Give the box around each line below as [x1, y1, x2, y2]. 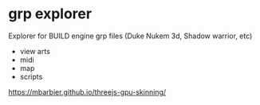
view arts [19, 46, 50, 56]
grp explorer [8, 5, 93, 23]
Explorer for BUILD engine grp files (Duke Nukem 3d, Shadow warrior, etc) [8, 31, 253, 41]
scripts [19, 72, 43, 81]
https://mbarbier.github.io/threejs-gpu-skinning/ [8, 87, 167, 96]
